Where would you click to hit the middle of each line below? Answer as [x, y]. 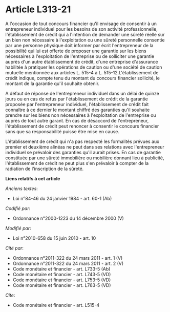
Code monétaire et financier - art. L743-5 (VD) [62, 274]
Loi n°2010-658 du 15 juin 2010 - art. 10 [54, 238]
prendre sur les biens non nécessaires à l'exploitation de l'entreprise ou [81, 115]
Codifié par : [18, 208]
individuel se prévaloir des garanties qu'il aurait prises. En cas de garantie [83, 152]
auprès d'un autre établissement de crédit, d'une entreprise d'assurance [82, 61]
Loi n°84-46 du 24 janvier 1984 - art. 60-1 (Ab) [62, 198]
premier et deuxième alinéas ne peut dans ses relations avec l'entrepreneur [85, 147]
